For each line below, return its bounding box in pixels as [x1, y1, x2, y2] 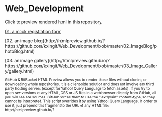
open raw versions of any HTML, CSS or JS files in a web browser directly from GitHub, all [5, 90, 156, 95]
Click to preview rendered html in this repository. [5, 19, 103, 25]
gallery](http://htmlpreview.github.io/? [34, 58, 110, 63]
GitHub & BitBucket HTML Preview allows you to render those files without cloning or [5, 78, 147, 82]
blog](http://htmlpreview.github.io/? [34, 38, 105, 44]
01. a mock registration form [5, 28, 62, 34]
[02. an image [5, 38, 33, 44]
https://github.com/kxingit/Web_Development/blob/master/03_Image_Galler [5, 63, 157, 69]
